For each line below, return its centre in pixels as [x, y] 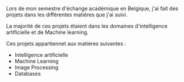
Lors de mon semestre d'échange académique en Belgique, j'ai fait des [92, 8]
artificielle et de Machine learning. [47, 32]
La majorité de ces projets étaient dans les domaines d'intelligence [87, 26]
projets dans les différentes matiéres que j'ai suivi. [67, 15]
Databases [28, 74]
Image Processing [36, 67]
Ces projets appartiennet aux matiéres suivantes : [66, 44]
